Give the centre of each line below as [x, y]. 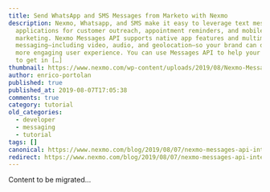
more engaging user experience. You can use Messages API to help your [138, 53]
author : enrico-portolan [50, 75]
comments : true [34, 98]
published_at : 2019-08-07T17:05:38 [68, 90]
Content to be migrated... [50, 180]
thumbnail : [27, 68]
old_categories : [35, 113]
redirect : [25, 157]
